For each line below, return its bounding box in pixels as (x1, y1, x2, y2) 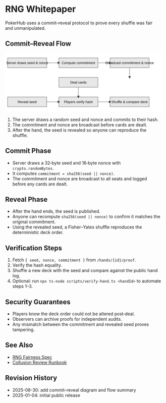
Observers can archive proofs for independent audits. (12, 316, 122, 322)
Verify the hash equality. (12, 262, 62, 268)
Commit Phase (5, 147, 52, 155)
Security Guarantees (5, 297, 71, 306)
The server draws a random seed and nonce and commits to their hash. (12, 116, 159, 122)
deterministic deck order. (12, 230, 64, 235)
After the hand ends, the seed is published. (12, 208, 101, 214)
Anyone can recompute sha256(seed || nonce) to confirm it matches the (12, 214, 161, 220)
